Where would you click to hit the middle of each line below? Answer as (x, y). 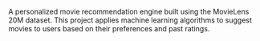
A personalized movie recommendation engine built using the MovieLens (129, 12)
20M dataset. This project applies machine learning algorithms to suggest (130, 20)
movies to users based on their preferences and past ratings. (109, 29)
